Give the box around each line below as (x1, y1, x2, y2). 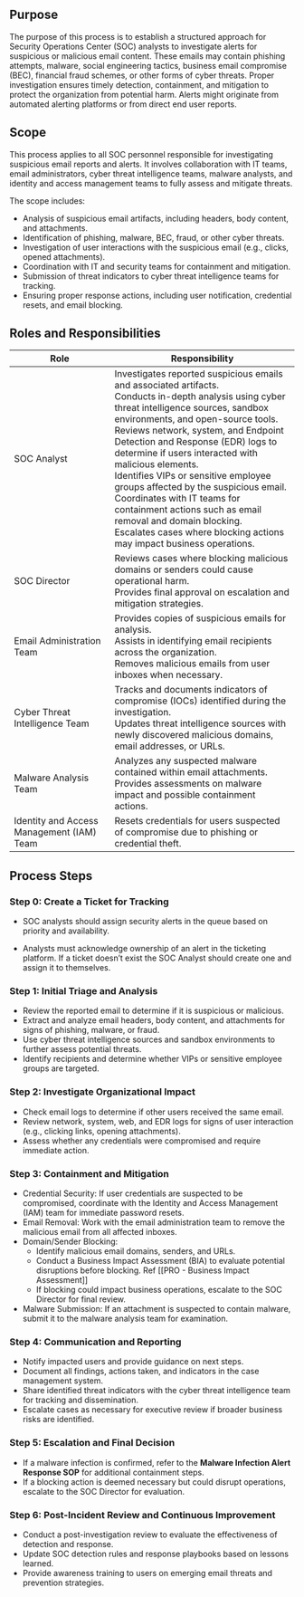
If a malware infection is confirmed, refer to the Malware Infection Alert (22, 1457, 291, 1468)
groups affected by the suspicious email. (114, 481, 287, 493)
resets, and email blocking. (22, 299, 124, 311)
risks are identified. (22, 1414, 95, 1425)
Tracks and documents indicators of (114, 684, 269, 696)
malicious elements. (114, 458, 199, 471)
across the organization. (114, 646, 217, 659)
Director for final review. (35, 1294, 127, 1305)
